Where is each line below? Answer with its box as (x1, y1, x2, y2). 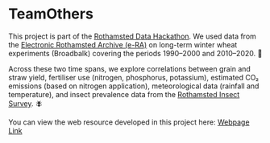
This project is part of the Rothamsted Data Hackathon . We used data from (8, 31, 256, 41)
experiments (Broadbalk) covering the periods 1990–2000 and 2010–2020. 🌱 (8, 48, 263, 58)
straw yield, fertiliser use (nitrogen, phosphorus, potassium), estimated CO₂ (8, 72, 260, 82)
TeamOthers (8, 5, 94, 23)
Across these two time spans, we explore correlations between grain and (8, 63, 251, 73)
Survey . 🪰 (8, 98, 43, 108)
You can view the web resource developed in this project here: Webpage (8, 117, 250, 127)
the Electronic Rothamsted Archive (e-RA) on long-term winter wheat (8, 39, 238, 49)
